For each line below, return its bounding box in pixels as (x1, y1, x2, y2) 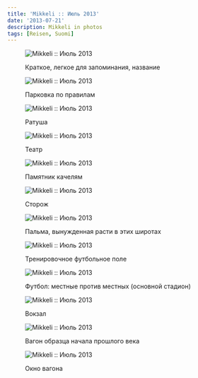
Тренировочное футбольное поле (25, 255, 127, 264)
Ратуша (25, 118, 48, 126)
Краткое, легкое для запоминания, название (25, 63, 161, 71)
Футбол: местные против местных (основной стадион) (25, 282, 191, 290)
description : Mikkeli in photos (7, 23, 103, 30)
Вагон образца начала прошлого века (25, 337, 140, 345)
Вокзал (25, 309, 47, 318)
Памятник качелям (25, 172, 83, 181)
